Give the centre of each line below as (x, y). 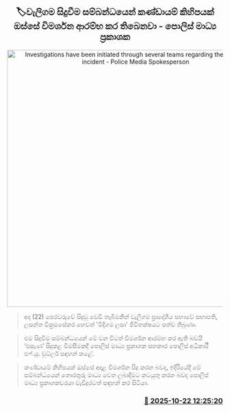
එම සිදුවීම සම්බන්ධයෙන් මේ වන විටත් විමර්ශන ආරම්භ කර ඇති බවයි (113, 338)
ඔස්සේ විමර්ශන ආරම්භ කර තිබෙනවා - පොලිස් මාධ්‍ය (115, 26)
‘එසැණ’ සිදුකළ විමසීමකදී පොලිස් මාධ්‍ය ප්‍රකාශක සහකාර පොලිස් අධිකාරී (116, 346)
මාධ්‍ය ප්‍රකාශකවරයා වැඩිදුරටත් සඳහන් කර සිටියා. (86, 383)
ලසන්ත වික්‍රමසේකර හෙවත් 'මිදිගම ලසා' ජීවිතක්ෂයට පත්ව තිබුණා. (110, 324)
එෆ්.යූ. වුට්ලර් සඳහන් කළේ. (59, 353)
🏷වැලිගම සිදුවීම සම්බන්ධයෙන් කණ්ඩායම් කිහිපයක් (115, 12)
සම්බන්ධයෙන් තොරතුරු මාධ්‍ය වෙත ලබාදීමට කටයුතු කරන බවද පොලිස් (116, 375)
